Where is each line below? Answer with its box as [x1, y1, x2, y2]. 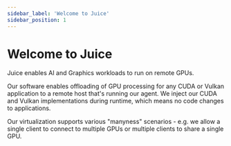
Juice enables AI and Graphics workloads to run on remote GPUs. [7, 69, 194, 77]
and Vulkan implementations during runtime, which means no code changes [7, 97, 224, 105]
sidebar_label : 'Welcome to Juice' [7, 10, 110, 17]
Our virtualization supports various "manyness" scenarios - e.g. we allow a [7, 118, 221, 126]
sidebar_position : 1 [7, 17, 67, 23]
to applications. [7, 104, 51, 112]
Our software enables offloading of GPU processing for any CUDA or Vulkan [7, 82, 225, 90]
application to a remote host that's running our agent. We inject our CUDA [7, 90, 218, 98]
